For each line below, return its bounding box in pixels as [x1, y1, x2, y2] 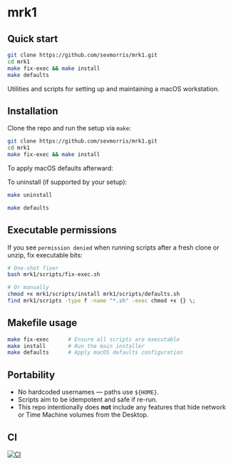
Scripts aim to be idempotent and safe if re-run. [17, 395, 158, 404]
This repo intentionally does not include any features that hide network [17, 403, 227, 412]
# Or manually [7, 284, 50, 291]
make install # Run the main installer [7, 342, 145, 349]
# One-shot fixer [7, 265, 59, 272]
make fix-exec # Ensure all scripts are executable [7, 336, 180, 343]
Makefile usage [7, 317, 78, 329]
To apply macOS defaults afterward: [7, 163, 114, 172]
